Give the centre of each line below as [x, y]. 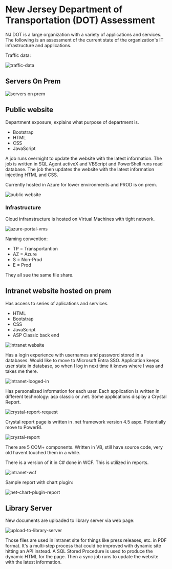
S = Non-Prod [27, 259]
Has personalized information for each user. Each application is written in [82, 391]
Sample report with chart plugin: [39, 482]
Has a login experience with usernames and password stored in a [74, 355]
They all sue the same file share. [39, 275]
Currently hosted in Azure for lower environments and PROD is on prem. [81, 184]
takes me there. [22, 371]
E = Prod [22, 265]
